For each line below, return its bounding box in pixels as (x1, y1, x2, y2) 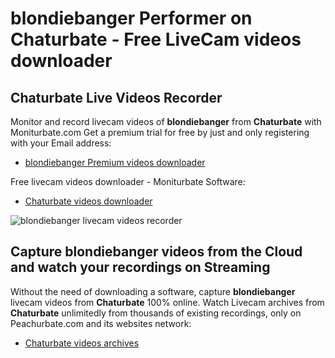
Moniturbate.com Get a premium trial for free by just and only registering (10, 127, 310, 138)
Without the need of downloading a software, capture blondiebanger (10, 285, 296, 297)
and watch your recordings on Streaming (10, 259, 271, 276)
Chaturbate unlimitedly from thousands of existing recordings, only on (10, 307, 302, 319)
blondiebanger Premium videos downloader (24, 157, 206, 168)
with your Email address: (10, 137, 112, 149)
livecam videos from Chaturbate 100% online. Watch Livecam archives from (10, 296, 325, 308)
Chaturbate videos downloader (24, 195, 153, 207)
